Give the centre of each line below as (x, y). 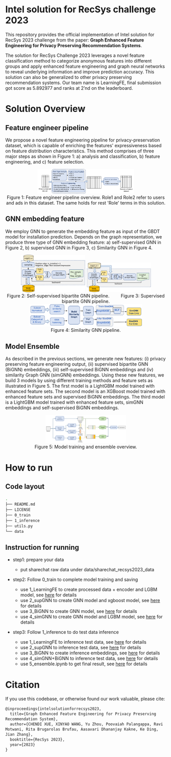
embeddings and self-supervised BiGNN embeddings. (62, 408)
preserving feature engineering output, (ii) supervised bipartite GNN (77, 364)
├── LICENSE (18, 510)
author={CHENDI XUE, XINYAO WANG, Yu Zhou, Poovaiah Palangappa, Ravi (87, 724)
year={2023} (23, 745)
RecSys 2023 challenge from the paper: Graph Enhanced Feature (75, 40)
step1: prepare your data (38, 560)
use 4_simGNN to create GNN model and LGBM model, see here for (91, 617)
